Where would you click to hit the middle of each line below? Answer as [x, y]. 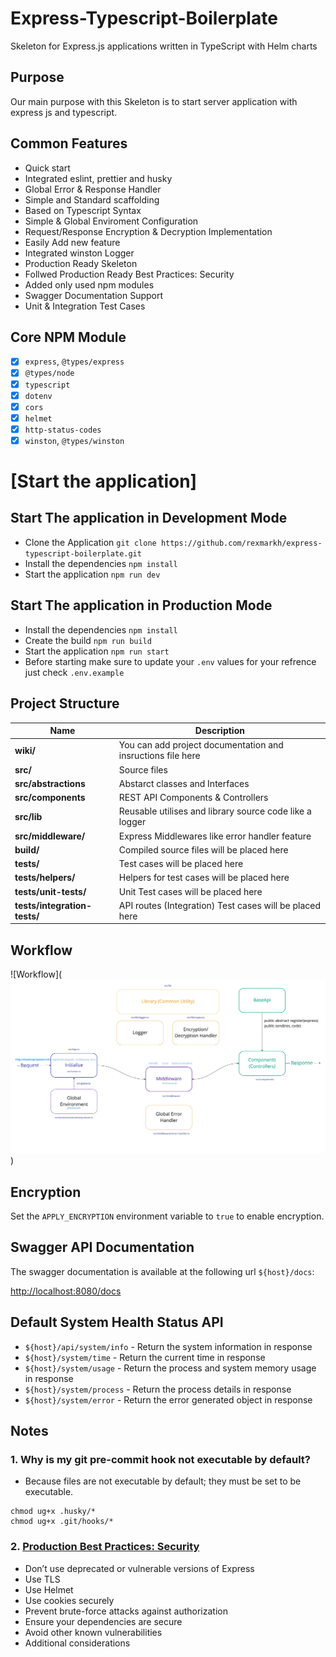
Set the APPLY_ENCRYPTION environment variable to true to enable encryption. [167, 1216]
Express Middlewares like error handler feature [215, 836]
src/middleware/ [50, 836]
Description [219, 730]
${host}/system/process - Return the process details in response [158, 1389]
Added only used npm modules [89, 284]
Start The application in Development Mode [149, 518]
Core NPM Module [68, 337]
